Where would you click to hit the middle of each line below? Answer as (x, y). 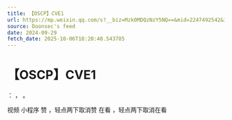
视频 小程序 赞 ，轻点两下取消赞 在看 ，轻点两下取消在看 (87, 110)
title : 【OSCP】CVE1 (36, 13)
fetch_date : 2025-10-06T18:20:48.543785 (66, 39)
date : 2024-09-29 (32, 33)
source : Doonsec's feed (41, 26)
